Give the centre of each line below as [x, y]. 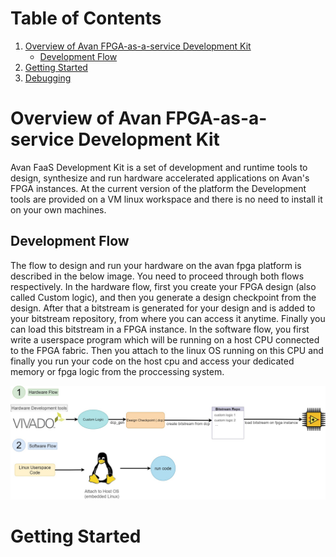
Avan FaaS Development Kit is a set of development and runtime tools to [159, 167]
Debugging [48, 78]
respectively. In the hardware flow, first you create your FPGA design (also [163, 286]
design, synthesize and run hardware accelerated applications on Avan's [160, 178]
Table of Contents [86, 18]
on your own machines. [58, 209]
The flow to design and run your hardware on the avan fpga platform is [156, 265]
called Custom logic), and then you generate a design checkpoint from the [163, 297]
